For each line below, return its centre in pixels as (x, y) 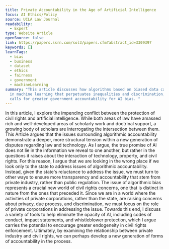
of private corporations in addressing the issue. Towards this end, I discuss (83, 209)
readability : (19, 24)
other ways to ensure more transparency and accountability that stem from (83, 177)
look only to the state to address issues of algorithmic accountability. (76, 167)
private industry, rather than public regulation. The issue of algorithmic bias (83, 183)
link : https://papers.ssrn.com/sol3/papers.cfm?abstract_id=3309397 (78, 43)
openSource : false (24, 38)
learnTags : (17, 52)
